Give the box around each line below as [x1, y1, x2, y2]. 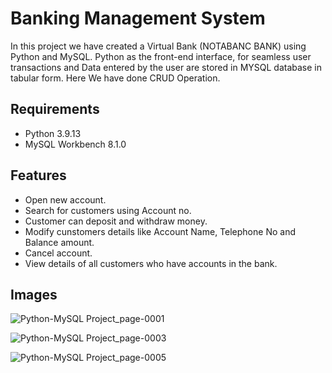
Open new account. [24, 193, 107, 206]
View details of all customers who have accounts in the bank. [24, 257, 278, 269]
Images [10, 286, 58, 303]
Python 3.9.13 [24, 127, 82, 139]
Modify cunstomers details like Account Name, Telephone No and [24, 225, 296, 237]
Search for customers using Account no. [24, 204, 192, 216]
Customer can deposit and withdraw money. [24, 215, 208, 227]
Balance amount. [24, 236, 95, 248]
